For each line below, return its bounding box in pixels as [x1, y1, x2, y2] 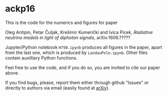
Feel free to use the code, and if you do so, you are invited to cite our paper [5, 64, 161, 70]
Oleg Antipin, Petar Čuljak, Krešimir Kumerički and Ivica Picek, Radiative [5, 29, 153, 35]
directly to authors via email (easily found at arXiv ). [5, 84, 110, 90]
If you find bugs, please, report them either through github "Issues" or [5, 79, 149, 85]
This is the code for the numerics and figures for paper [5, 19, 118, 25]
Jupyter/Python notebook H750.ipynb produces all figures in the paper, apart [5, 44, 162, 50]
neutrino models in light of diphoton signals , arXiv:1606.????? [5, 34, 131, 40]
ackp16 [5, 3, 35, 14]
